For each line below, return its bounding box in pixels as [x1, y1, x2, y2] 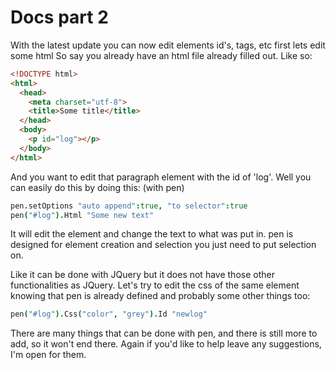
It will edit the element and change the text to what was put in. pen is [10, 228, 294, 240]
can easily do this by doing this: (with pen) [10, 181, 185, 193]
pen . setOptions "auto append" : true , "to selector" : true [10, 201, 248, 211]
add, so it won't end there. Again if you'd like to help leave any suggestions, [10, 338, 322, 350]
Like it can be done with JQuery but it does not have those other [10, 269, 275, 281]
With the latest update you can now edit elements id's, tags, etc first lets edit [10, 39, 326, 51]
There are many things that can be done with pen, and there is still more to [10, 327, 318, 340]
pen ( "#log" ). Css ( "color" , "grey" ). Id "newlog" [10, 309, 208, 320]
